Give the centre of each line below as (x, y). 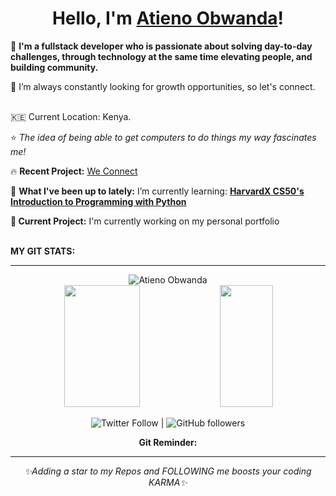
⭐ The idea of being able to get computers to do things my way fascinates (163, 137)
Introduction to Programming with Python (98, 201)
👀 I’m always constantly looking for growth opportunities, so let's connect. (163, 86)
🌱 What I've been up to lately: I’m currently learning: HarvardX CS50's (157, 191)
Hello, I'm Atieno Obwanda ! (168, 18)
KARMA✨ (168, 482)
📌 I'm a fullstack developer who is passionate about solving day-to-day (161, 46)
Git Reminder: (168, 442)
